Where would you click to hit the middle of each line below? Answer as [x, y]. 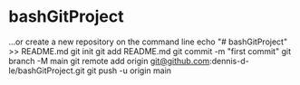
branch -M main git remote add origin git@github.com [109, 61]
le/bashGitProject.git [47, 71]
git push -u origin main [129, 71]
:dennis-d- [229, 61]
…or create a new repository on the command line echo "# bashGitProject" [148, 42]
